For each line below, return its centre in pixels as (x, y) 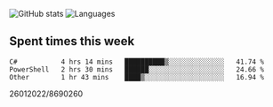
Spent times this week (72, 41)
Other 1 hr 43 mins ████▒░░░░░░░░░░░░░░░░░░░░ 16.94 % (137, 77)
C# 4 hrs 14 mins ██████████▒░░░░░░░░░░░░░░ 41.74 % (137, 62)
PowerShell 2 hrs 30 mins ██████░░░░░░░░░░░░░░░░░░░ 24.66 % (137, 69)
